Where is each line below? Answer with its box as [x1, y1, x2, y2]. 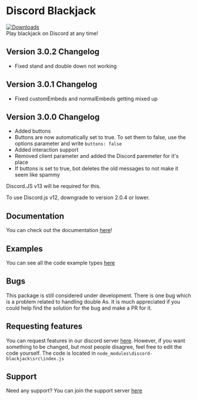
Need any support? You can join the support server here [6, 387, 142, 394]
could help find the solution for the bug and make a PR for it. [6, 304, 152, 311]
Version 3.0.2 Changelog [6, 47, 100, 57]
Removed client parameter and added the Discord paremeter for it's [14, 153, 179, 160]
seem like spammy [14, 172, 61, 179]
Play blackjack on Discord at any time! [6, 29, 99, 36]
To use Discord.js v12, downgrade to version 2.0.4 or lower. [6, 194, 150, 201]
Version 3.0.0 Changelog [6, 112, 100, 122]
